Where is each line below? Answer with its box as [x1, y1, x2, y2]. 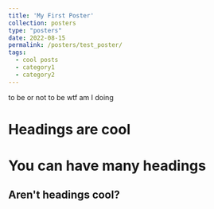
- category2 [15, 71, 56, 79]
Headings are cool [8, 120, 131, 138]
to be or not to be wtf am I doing [8, 92, 114, 102]
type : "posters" [8, 26, 62, 34]
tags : [8, 48, 26, 56]
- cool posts [15, 56, 59, 64]
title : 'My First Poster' [8, 11, 94, 20]
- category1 [15, 64, 56, 72]
